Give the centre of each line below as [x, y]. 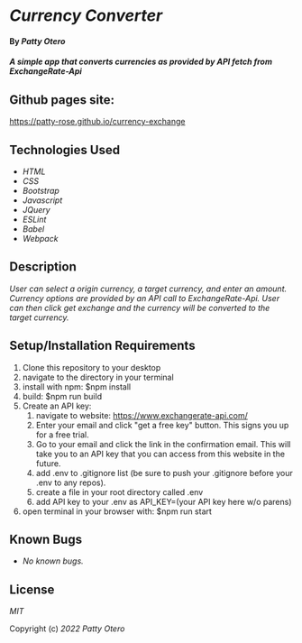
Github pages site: [62, 100]
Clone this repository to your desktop [92, 367]
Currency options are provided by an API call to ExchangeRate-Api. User [145, 298]
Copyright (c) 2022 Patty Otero [67, 629]
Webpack [40, 239]
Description [43, 267]
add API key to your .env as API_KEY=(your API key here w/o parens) [164, 501]
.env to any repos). [71, 482]
